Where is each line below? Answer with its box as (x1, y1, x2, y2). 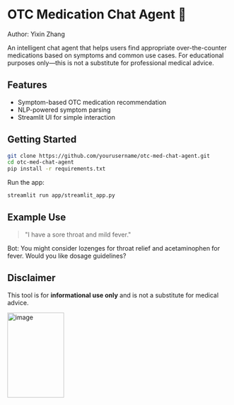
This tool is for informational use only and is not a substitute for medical (7, 290, 219, 300)
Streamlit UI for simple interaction (17, 113, 115, 121)
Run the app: (7, 178, 45, 187)
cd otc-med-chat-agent (7, 159, 74, 166)
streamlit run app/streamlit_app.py (7, 192, 115, 199)
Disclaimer (7, 272, 56, 284)
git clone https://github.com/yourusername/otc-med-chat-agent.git (7, 152, 211, 159)
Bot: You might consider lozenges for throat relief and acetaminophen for (7, 244, 221, 252)
